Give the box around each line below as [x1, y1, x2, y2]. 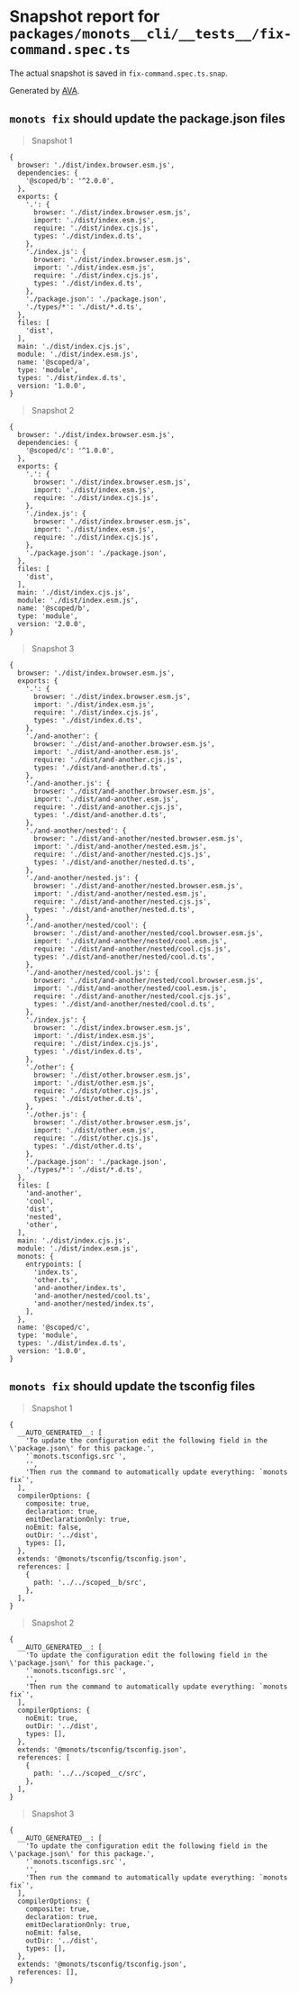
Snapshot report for [9, 6, 160, 27]
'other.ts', [32, 1275, 78, 1285]
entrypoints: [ [25, 1260, 83, 1269]
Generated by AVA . [9, 85, 80, 96]
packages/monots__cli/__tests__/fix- [9, 25, 293, 42]
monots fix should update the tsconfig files [9, 1379, 256, 1394]
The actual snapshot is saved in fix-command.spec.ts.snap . [9, 68, 228, 78]
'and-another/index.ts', [32, 1283, 127, 1292]
